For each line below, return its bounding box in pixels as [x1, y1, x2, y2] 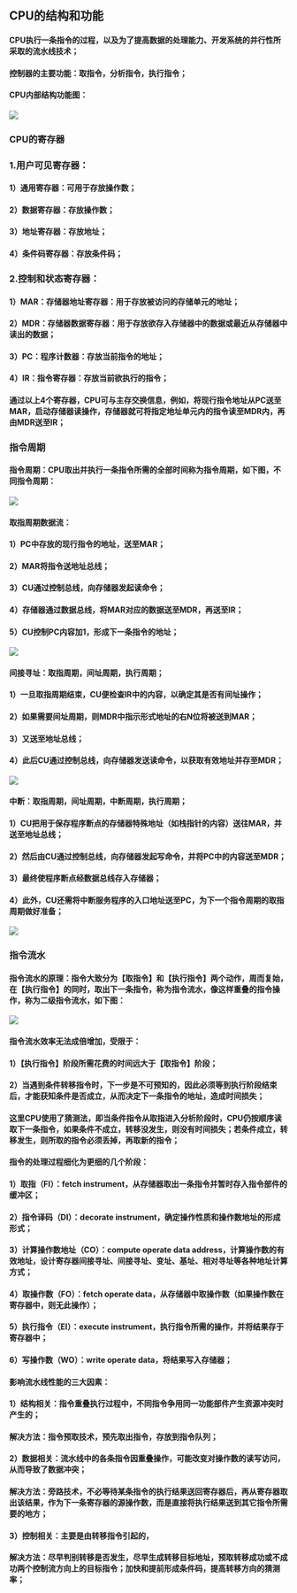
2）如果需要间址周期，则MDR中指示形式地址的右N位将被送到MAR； [9, 711, 258, 721]
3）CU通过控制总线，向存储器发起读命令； [9, 582, 165, 593]
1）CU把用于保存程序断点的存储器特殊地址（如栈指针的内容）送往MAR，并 [9, 818, 283, 828]
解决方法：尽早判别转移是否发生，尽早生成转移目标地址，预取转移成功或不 [9, 1552, 280, 1563]
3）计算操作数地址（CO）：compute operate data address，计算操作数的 [9, 1244, 277, 1255]
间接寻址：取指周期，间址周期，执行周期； [9, 667, 164, 678]
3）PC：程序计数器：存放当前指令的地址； [9, 350, 165, 361]
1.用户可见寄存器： [9, 158, 89, 171]
